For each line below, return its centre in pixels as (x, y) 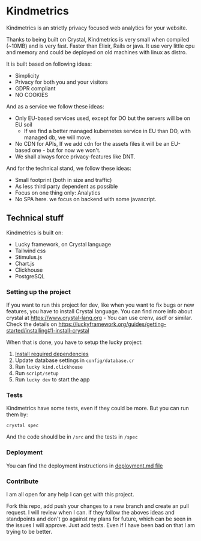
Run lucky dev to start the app (52, 380)
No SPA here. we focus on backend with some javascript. (86, 199)
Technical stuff (35, 218)
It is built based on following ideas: (49, 64)
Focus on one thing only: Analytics (58, 192)
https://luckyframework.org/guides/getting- (112, 324)
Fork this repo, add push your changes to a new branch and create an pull (97, 506)
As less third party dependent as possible (66, 186)
